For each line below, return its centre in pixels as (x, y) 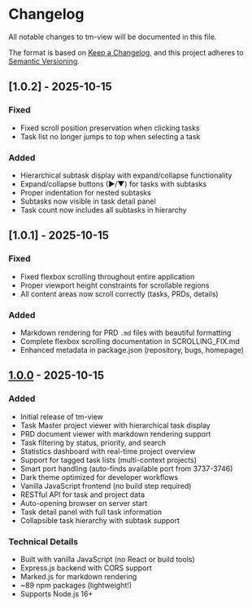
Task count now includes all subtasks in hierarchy (103, 209)
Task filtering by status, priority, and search (93, 442)
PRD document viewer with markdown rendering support (115, 433)
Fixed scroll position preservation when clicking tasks (110, 128)
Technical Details (43, 541)
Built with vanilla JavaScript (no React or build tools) (107, 559)
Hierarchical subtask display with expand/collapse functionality (126, 175)
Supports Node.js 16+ (56, 594)
